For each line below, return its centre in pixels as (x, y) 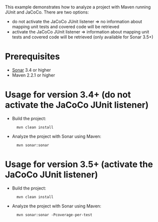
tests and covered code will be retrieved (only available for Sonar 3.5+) (83, 37)
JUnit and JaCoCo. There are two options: (47, 12)
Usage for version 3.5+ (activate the (79, 165)
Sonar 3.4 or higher (31, 70)
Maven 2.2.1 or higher (34, 75)
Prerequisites (33, 56)
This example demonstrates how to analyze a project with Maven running (78, 7)
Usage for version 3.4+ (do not (68, 95)
